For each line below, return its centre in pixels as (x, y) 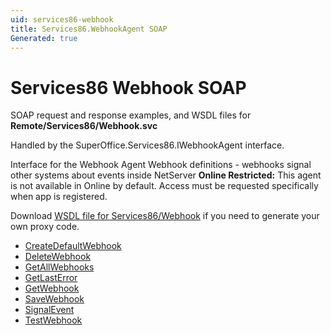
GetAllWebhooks (59, 267)
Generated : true (44, 38)
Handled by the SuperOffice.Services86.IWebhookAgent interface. (147, 145)
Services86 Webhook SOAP (128, 87)
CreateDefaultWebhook (73, 246)
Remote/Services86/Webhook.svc (84, 126)
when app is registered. (59, 197)
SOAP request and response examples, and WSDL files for (131, 115)
